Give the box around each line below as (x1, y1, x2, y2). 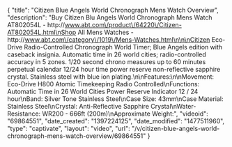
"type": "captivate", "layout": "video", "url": (7, 125, 130, 132)
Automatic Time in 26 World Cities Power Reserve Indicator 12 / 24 (7, 87, 199, 95)
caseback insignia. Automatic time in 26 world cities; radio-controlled (7, 50, 207, 59)
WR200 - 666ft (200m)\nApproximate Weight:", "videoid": (42, 109, 209, 118)
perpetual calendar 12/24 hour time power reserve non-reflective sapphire (7, 65, 221, 73)
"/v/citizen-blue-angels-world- (131, 125, 220, 132)
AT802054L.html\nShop (7, 28, 77, 36)
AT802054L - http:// (7, 21, 65, 29)
